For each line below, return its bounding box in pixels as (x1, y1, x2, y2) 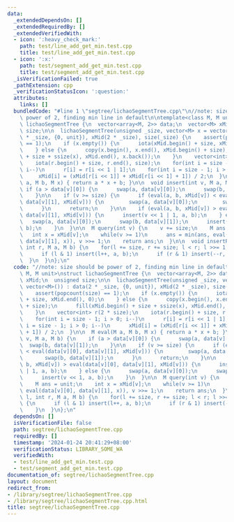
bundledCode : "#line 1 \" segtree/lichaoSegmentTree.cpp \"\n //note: (13, 108, 214, 115)
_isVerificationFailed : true (13, 75, 98, 82)
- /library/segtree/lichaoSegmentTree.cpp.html (7, 498, 148, 505)
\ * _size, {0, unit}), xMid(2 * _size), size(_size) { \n (19, 133, 192, 140)
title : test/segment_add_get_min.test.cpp (19, 68, 145, 75)
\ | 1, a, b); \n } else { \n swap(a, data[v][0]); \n (19, 368, 198, 375)
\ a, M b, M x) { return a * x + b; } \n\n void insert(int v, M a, (19, 179, 223, 186)
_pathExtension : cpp (13, 82, 73, 89)
